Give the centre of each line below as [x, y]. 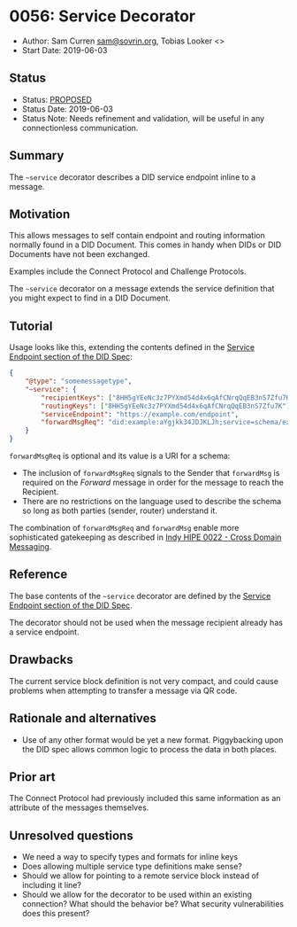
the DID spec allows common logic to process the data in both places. [149, 749]
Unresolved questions [72, 835]
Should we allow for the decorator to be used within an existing [137, 895]
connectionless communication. [80, 128]
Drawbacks [41, 660]
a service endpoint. [44, 632]
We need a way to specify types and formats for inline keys [130, 857]
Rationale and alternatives [83, 718]
